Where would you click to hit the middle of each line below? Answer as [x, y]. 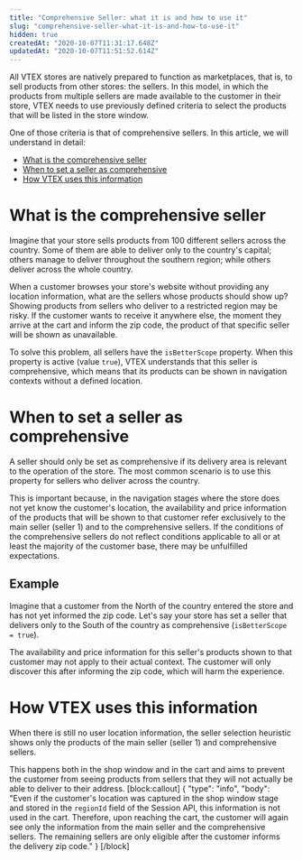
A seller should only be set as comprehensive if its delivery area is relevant [148, 462]
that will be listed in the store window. [79, 116]
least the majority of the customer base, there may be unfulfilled [128, 546]
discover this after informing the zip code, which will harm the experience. [147, 671]
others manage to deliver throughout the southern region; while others [140, 260]
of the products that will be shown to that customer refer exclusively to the [147, 517]
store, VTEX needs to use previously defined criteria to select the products [148, 106]
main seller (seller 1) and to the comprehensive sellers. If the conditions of [146, 527]
